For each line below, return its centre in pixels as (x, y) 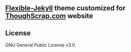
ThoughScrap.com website (49, 16)
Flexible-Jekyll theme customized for (65, 8)
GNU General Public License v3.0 (40, 45)
